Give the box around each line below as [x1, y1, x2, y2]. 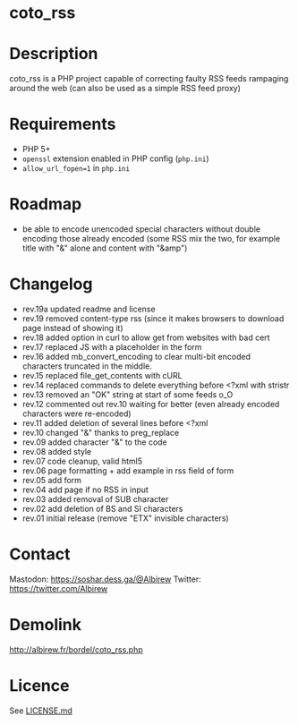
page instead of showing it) [21, 322, 123, 333]
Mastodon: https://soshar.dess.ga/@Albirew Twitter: [9, 574, 201, 584]
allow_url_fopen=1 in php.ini [21, 163, 131, 174]
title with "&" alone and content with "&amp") [21, 243, 188, 253]
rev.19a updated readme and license [21, 303, 156, 314]
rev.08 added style [21, 446, 92, 456]
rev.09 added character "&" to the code [21, 437, 167, 447]
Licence [9, 676, 70, 695]
